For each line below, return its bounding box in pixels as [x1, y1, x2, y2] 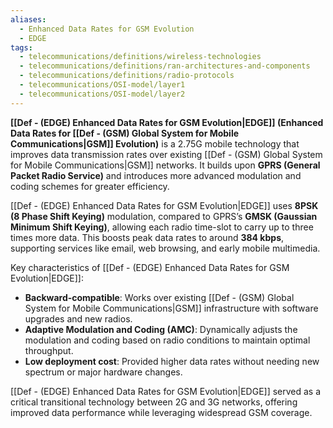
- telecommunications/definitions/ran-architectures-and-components [19, 61, 311, 71]
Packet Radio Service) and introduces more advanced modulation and [10, 169, 302, 181]
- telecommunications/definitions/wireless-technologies [19, 52, 262, 62]
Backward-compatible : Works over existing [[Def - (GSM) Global [24, 291, 295, 303]
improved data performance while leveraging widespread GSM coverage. [10, 406, 313, 418]
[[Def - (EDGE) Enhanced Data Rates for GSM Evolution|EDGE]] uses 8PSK [10, 199, 319, 211]
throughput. [24, 344, 74, 356]
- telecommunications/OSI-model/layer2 [19, 89, 186, 99]
